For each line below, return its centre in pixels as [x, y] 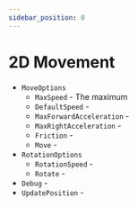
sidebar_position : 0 [47, 18]
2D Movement [62, 62]
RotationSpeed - [64, 164]
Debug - [34, 183]
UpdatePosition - [52, 192]
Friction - [54, 135]
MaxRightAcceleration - [78, 125]
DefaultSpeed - [62, 106]
